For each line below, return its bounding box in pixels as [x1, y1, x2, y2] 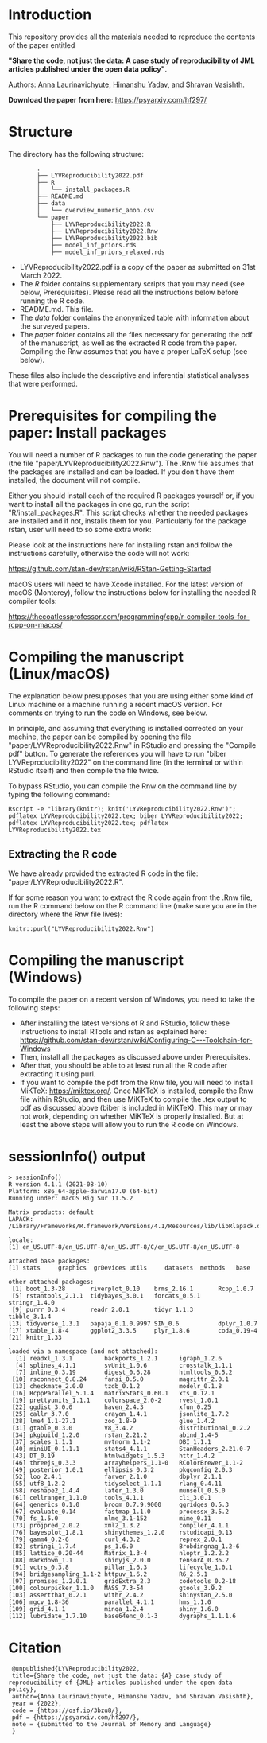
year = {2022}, [11, 1700, 62, 1708]
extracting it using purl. [19, 1068, 96, 1079]
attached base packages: [8, 1257, 91, 1266]
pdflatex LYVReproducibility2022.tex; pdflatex [8, 819, 169, 827]
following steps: [8, 1002, 60, 1012]
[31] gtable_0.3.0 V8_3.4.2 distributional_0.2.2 [11, 1424, 250, 1433]
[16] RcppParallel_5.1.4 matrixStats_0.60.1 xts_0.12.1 [11, 1390, 215, 1398]
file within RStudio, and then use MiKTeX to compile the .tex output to [19, 1094, 247, 1103]
